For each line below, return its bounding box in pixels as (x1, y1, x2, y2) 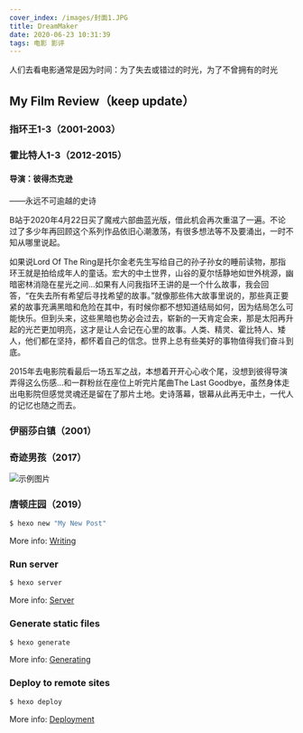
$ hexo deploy (9, 697, 63, 706)
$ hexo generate (9, 638, 70, 647)
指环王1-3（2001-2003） (9, 123, 121, 136)
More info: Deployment (9, 713, 95, 724)
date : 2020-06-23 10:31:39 (9, 30, 111, 39)
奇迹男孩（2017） (9, 451, 87, 464)
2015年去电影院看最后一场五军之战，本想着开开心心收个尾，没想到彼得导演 (9, 365, 289, 376)
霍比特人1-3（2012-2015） (9, 149, 127, 162)
